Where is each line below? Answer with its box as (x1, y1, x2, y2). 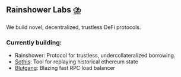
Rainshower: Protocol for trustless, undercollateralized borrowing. (14, 52, 176, 59)
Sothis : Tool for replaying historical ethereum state (14, 58, 138, 65)
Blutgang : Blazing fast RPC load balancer (14, 65, 116, 72)
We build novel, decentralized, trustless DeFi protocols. (6, 23, 141, 31)
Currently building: (6, 38, 62, 46)
